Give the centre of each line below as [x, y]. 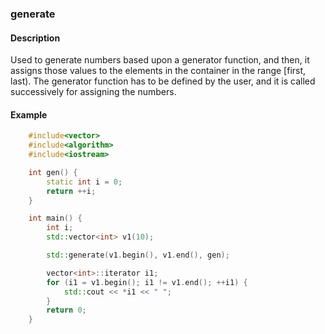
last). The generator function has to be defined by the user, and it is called [163, 81]
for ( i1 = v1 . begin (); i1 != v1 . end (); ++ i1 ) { [147, 282]
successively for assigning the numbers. [93, 92]
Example [29, 114]
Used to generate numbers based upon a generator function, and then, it [160, 60]
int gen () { [53, 172]
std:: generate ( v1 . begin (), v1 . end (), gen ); [138, 255]
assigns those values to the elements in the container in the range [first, [158, 71]
